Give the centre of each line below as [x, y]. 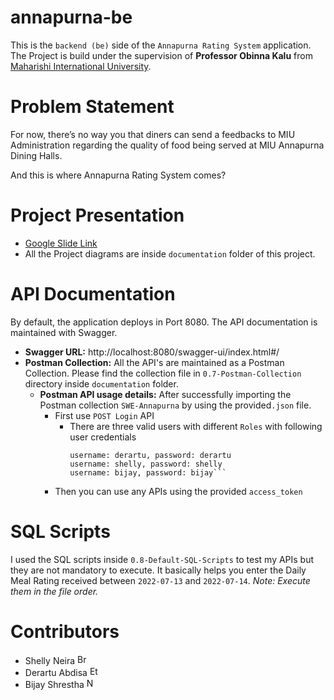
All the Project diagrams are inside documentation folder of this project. [170, 253]
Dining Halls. [36, 155]
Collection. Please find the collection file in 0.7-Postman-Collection [163, 373]
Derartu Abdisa [56, 672]
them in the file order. [54, 591]
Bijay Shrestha [54, 684]
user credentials [103, 437]
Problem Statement [92, 107]
